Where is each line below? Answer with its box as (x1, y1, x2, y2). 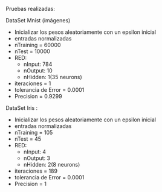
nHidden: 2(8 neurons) (23, 161, 80, 168)
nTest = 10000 (14, 48, 51, 55)
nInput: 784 (23, 60, 53, 68)
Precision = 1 (14, 181, 47, 187)
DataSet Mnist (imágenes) (5, 17, 71, 24)
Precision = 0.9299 (14, 93, 62, 100)
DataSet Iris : (5, 104, 38, 111)
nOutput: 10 (23, 67, 53, 74)
